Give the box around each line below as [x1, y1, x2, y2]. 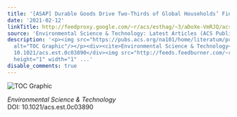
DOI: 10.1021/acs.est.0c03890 [7, 102, 94, 111]
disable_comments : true [7, 62, 78, 69]
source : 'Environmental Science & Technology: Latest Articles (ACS [7, 29, 213, 37]
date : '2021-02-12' [7, 17, 65, 24]
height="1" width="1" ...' [13, 56, 93, 63]
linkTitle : [7, 23, 39, 30]
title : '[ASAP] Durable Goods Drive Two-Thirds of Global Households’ [7, 10, 219, 18]
